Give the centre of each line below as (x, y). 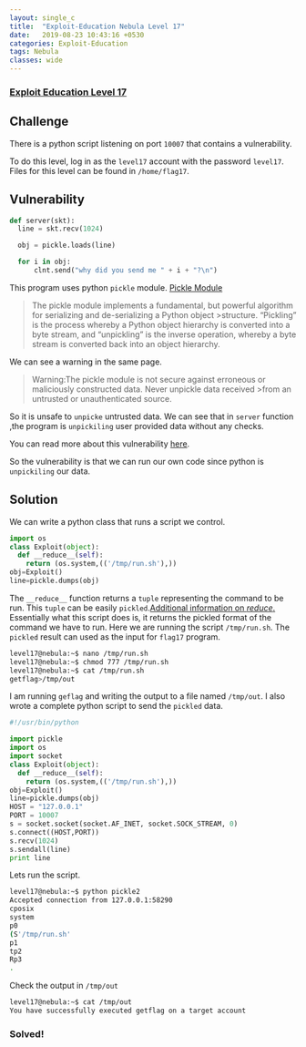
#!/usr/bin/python (44, 723)
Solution (34, 500)
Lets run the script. (45, 875)
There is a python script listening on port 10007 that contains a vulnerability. (151, 143)
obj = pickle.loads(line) (67, 246)
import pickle (36, 739)
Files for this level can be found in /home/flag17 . (99, 170)
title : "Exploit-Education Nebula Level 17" (97, 26)
